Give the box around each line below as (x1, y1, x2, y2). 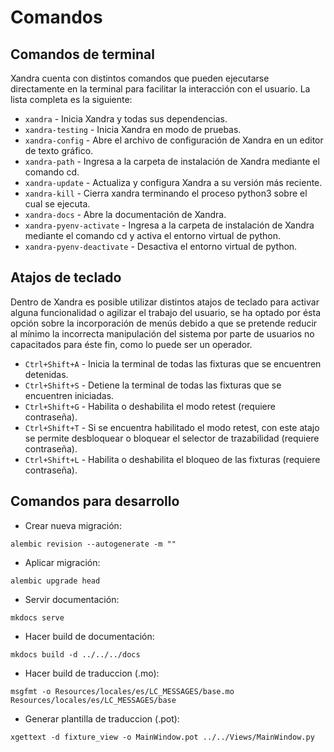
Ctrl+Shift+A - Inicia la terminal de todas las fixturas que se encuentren (24, 357, 322, 370)
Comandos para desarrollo (10, 493, 180, 510)
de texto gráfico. (24, 145, 94, 156)
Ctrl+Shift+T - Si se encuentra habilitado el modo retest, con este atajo (24, 421, 320, 433)
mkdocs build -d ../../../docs (10, 649, 141, 660)
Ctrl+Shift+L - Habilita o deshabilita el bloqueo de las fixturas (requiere (24, 453, 321, 465)
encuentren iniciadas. (24, 389, 115, 401)
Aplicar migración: (24, 556, 101, 568)
